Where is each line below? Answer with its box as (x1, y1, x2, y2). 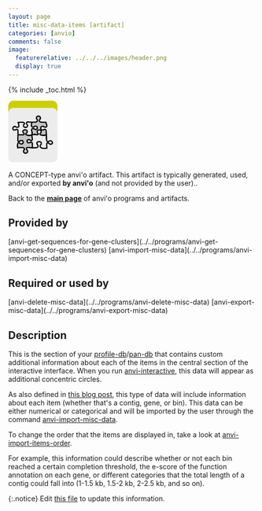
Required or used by (8, 276, 109, 290)
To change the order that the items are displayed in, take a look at (8, 430, 221, 439)
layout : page (8, 13, 51, 20)
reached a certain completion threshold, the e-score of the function (8, 462, 227, 472)
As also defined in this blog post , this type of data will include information (8, 390, 246, 399)
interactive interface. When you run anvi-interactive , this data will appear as (8, 366, 254, 376)
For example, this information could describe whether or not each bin (8, 454, 233, 463)
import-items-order (8, 439, 71, 448)
